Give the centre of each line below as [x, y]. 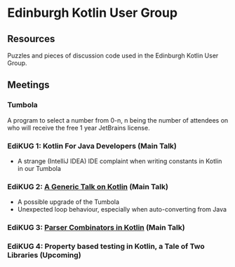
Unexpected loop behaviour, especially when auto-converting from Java [122, 210]
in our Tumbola [39, 168]
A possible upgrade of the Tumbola [68, 202]
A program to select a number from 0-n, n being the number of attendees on [118, 120]
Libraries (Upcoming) [45, 255]
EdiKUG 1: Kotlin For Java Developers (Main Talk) [92, 146]
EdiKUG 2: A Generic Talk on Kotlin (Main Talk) [88, 186]
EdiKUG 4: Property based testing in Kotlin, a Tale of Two [106, 247]
